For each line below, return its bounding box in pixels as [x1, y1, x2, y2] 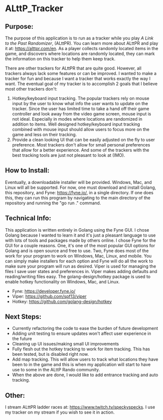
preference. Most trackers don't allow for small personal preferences [12, 142, 150, 147]
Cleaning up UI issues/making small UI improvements [12, 341, 119, 347]
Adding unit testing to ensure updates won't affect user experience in [12, 330, 152, 336]
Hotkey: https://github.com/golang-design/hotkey [12, 298, 112, 304]
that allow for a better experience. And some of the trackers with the [12, 147, 149, 153]
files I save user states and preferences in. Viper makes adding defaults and [5, 268, 157, 274]
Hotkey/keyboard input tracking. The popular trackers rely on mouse [12, 95, 149, 101]
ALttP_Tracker [5, 3, 63, 14]
